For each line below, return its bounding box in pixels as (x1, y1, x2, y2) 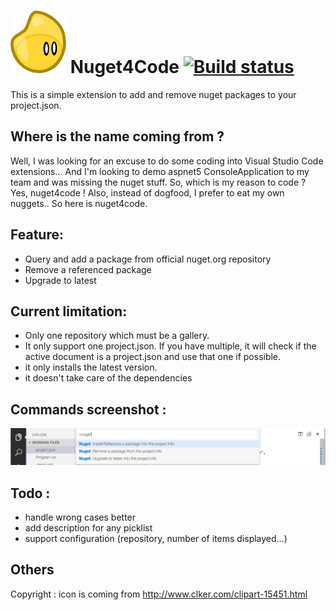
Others (10, 561, 55, 579)
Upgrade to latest (24, 274, 97, 286)
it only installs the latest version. (24, 361, 158, 374)
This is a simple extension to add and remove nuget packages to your (10, 88, 297, 100)
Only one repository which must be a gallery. (24, 330, 210, 342)
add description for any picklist (24, 522, 153, 534)
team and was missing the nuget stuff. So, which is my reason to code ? (10, 176, 307, 188)
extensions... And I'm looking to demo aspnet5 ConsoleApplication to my (10, 165, 310, 177)
